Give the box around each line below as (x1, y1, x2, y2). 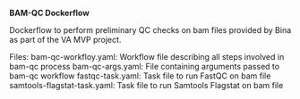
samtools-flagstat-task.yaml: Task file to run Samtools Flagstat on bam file (9, 80, 284, 90)
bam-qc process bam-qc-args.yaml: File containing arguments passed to (9, 62, 280, 71)
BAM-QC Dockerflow (9, 8, 90, 18)
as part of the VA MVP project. (9, 35, 122, 45)
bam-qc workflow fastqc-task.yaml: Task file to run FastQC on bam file (9, 70, 271, 81)
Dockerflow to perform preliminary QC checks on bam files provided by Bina (9, 25, 292, 35)
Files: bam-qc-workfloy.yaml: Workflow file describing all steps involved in (9, 52, 285, 62)
